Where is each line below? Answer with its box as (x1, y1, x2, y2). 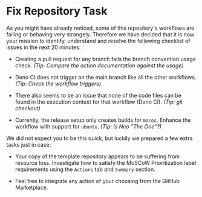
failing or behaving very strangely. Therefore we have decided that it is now (6, 30, 195, 38)
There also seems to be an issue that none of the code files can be (15, 92, 181, 99)
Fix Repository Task (6, 4, 108, 18)
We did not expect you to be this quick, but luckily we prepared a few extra (6, 135, 193, 142)
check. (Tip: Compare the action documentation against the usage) (15, 62, 184, 69)
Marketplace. (15, 184, 48, 191)
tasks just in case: (6, 141, 51, 148)
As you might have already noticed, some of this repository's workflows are (6, 24, 195, 32)
